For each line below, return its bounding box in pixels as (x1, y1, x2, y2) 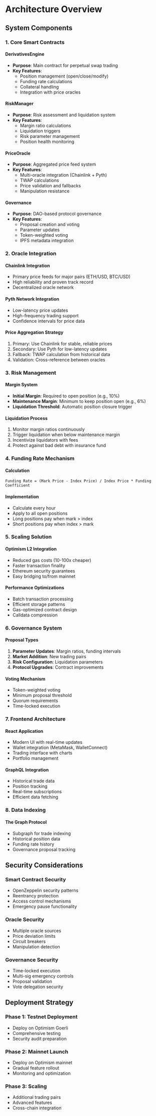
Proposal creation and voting (20, 222, 80, 228)
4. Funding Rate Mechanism (5, 455, 75, 462)
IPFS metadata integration (20, 238, 74, 244)
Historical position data (12, 835, 61, 842)
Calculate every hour (12, 505, 56, 511)
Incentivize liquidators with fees (12, 437, 79, 443)
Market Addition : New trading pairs (12, 653, 87, 659)
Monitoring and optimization (12, 1070, 71, 1076)
